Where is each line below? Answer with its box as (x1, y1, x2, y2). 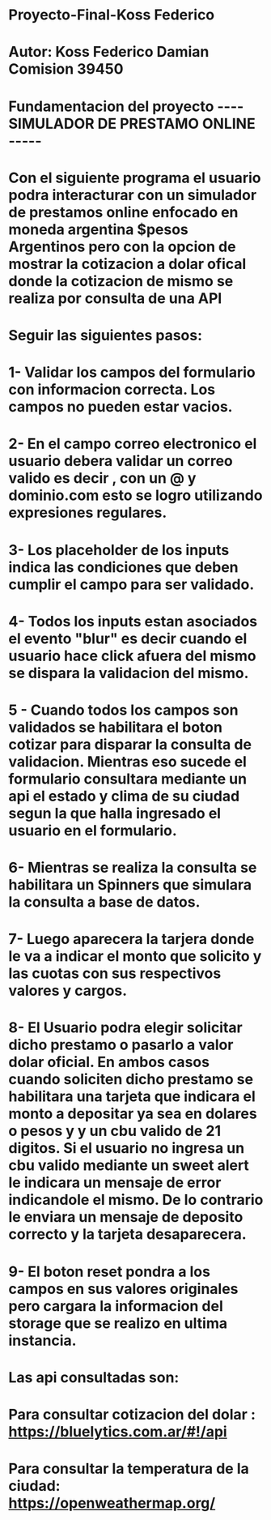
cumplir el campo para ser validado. (8, 575, 255, 593)
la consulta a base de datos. (8, 893, 201, 912)
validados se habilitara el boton (8, 718, 222, 737)
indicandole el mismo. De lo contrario (8, 1191, 264, 1209)
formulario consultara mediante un (8, 770, 248, 788)
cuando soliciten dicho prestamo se (8, 1070, 253, 1089)
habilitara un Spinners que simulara (8, 876, 252, 894)
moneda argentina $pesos (8, 220, 188, 238)
